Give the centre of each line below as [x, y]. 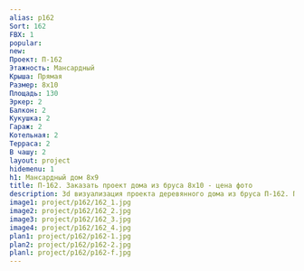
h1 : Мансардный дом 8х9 [54, 177]
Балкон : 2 [28, 110]
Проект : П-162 [36, 60]
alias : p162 [32, 18]
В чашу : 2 [28, 152]
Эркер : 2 [26, 102]
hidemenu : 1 [32, 169]
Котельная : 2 [34, 135]
